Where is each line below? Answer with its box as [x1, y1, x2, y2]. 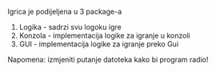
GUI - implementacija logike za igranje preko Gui [18, 39, 179, 49]
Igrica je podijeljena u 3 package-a [7, 7, 122, 16]
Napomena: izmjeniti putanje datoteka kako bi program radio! [7, 55, 209, 64]
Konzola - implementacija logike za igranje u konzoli [18, 31, 190, 40]
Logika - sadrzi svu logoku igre [18, 22, 122, 31]
